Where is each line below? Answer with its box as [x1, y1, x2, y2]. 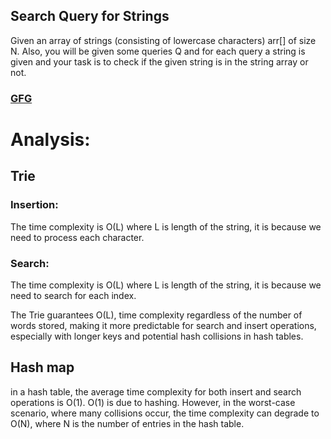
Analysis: [10, 128, 91, 151]
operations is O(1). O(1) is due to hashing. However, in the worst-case [10, 396, 296, 408]
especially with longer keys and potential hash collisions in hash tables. [10, 330, 304, 342]
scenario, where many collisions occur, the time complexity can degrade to [10, 407, 320, 419]
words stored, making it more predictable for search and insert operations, [10, 319, 317, 331]
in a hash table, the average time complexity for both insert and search [10, 385, 302, 398]
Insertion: [10, 198, 59, 212]
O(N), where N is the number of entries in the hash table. [10, 417, 245, 429]
